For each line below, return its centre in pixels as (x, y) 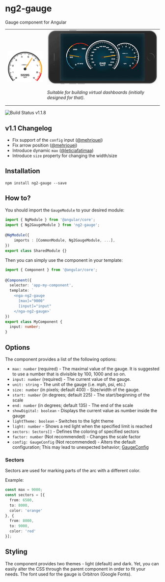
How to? (18, 198)
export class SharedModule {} (36, 251)
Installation (23, 171)
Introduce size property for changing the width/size (65, 156)
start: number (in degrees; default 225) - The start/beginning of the (81, 395)
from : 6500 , (22, 500)
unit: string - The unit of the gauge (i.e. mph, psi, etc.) (69, 384)
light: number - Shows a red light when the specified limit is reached (82, 426)
